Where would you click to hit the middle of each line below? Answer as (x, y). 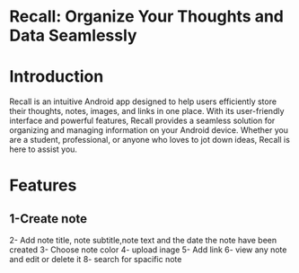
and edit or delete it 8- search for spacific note (96, 260)
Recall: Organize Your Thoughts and (147, 17)
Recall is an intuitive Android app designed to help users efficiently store (143, 101)
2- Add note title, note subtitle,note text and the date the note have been (143, 241)
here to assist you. (44, 149)
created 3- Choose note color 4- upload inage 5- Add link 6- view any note (148, 250)
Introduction (57, 77)
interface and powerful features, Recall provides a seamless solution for (142, 121)
